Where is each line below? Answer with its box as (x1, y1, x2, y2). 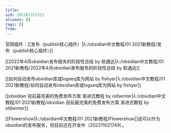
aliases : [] (5, 17, 31, 22)
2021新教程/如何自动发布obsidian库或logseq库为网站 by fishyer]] (5, 82, 141, 88)
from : (5, 27, 17, 32)
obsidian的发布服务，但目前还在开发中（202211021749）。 (5, 122, 127, 128)
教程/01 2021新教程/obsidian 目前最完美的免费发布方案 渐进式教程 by (5, 99, 149, 105)
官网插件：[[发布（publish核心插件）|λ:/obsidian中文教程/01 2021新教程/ (5, 41, 157, 48)
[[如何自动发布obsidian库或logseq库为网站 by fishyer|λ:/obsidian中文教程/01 (5, 76, 165, 82)
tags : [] (5, 21, 24, 27)
